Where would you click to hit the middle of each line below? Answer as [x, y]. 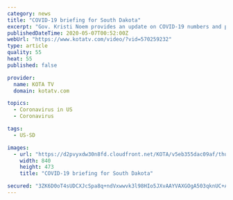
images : [18, 148]
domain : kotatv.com [42, 91]
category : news [29, 14]
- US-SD [25, 135]
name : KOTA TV [34, 84]
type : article [28, 46]
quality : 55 [24, 53]
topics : [18, 103]
